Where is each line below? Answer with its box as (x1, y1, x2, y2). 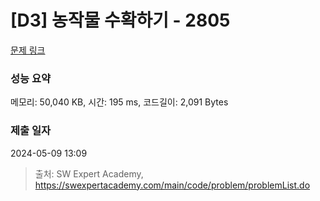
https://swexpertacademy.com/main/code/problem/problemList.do (34, 179, 311, 191)
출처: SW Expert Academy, (34, 167, 144, 180)
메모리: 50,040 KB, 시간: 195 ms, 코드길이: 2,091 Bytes (10, 96, 229, 108)
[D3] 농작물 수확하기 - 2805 (10, 9, 231, 32)
